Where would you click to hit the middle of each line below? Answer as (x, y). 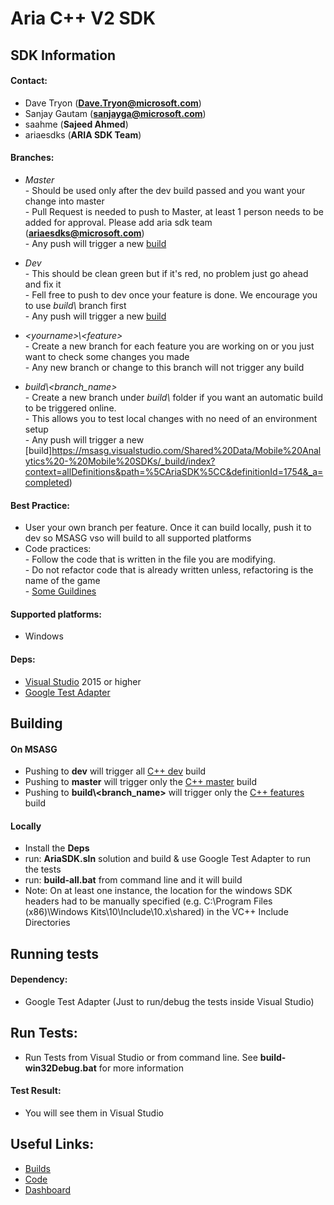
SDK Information (63, 55)
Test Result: (36, 1091)
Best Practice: (40, 505)
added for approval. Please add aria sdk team (118, 222)
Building (36, 723)
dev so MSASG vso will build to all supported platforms (138, 538)
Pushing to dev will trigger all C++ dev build (115, 771)
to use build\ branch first (75, 305)
